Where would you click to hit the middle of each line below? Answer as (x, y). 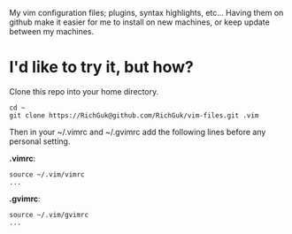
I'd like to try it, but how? (102, 68)
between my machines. (52, 31)
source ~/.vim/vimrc (47, 174)
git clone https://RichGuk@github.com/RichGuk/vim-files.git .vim (134, 115)
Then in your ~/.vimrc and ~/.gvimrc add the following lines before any (138, 132)
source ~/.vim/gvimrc (49, 215)
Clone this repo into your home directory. (84, 91)
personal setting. (40, 141)
